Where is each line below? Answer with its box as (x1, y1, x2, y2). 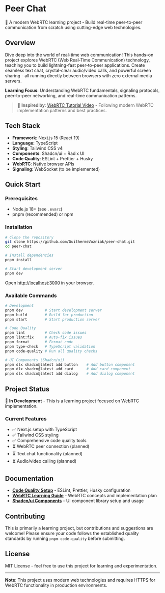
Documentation (5, 474, 54, 482)
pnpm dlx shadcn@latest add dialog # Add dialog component (5, 371, 135, 376)
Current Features (5, 415, 47, 422)
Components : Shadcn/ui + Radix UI (12, 150, 84, 156)
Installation (5, 224, 33, 231)
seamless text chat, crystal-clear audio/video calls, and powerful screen (5, 67, 151, 73)
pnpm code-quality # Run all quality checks (5, 349, 98, 354)
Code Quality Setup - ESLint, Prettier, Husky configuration (12, 487, 131, 493)
